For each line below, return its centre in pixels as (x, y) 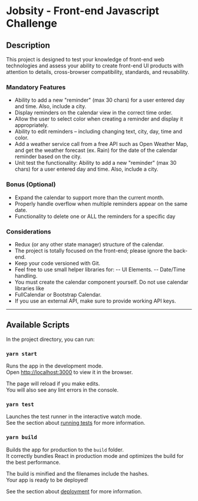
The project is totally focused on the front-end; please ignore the (93, 250)
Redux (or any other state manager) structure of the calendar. (89, 244)
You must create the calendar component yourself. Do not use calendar (101, 282)
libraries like (29, 288)
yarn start (22, 354)
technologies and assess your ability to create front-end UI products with (95, 66)
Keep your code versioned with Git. (57, 263)
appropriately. (32, 125)
